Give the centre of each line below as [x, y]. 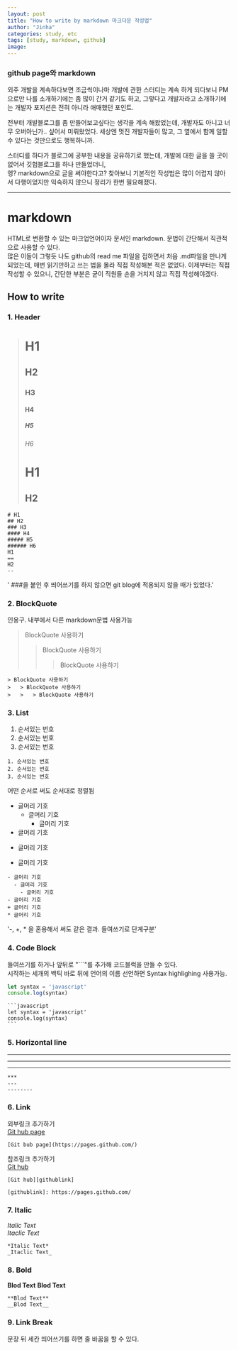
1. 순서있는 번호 [28, 762]
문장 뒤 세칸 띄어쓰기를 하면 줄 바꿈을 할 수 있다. [73, 1339]
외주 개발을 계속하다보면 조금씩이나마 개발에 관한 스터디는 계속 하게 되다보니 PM [118, 90]
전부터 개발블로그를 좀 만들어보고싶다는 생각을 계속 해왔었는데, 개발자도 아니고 [115, 123]
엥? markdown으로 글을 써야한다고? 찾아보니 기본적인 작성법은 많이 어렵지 [110, 173]
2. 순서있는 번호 [28, 769]
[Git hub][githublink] [41, 1180]
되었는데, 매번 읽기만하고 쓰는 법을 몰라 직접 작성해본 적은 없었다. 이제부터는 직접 [119, 265]
